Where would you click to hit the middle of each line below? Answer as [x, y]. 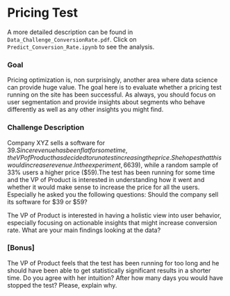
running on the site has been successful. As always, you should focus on [112, 94]
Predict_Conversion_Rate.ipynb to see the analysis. [81, 47]
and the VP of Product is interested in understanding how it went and [106, 179]
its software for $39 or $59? [48, 202]
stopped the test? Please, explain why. [62, 285]
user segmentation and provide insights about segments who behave [106, 102]
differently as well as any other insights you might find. [85, 110]
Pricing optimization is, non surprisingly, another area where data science [113, 80]
